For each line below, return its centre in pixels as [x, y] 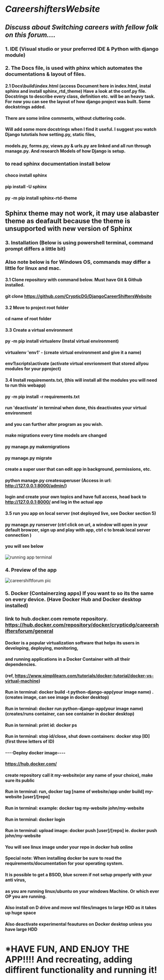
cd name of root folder [28, 319]
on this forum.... [30, 35]
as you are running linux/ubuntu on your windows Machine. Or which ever [82, 891]
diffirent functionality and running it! [81, 970]
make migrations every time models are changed [56, 435]
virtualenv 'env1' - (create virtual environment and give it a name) [73, 352]
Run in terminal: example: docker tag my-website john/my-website [75, 808]
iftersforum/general [29, 631]
